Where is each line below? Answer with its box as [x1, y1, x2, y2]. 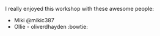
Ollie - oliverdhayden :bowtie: [13, 23, 89, 30]
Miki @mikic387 [13, 17, 55, 23]
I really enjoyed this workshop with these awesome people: [5, 5, 155, 12]
